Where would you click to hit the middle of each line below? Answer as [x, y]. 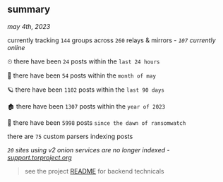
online [16, 47]
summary [29, 10]
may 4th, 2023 [29, 26]
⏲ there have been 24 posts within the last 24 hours [84, 61]
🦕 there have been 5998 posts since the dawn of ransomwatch [97, 122]
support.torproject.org [40, 157]
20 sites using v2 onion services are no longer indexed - [89, 150]
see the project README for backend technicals [94, 171]
